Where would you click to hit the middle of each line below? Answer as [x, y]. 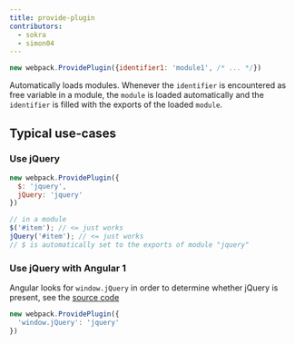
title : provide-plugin [52, 18]
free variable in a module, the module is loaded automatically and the [137, 95]
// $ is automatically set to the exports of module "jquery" [129, 245]
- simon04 [36, 43]
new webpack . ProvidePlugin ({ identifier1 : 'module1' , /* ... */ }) [135, 68]
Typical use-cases [63, 133]
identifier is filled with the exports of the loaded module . [116, 104]
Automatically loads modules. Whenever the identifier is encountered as [148, 85]
